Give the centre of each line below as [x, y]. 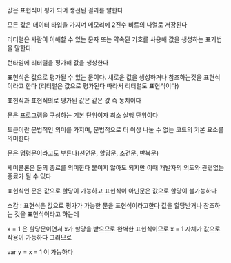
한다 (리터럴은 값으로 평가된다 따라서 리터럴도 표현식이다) [102, 86]
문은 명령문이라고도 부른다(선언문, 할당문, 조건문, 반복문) [83, 153]
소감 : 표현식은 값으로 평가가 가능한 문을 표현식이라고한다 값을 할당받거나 [104, 206]
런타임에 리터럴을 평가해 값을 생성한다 [58, 63]
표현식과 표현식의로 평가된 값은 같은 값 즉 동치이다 [74, 101]
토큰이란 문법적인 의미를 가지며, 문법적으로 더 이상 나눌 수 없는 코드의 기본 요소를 [115, 130]
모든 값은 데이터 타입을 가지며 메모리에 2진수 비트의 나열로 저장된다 [97, 25]
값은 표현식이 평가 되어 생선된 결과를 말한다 [65, 10]
